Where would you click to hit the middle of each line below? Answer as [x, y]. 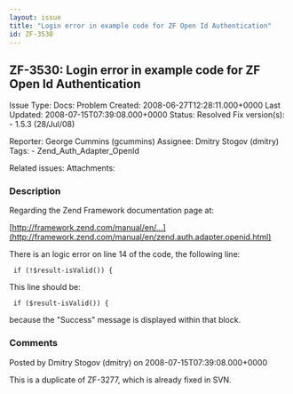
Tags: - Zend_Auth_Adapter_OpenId [74, 151]
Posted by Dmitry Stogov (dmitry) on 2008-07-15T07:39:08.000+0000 [139, 362]
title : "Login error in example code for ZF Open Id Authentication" [141, 26]
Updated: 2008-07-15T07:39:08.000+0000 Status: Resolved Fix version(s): [147, 115]
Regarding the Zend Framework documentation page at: [112, 211]
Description [35, 191]
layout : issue [36, 17]
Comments [33, 343]
